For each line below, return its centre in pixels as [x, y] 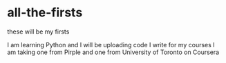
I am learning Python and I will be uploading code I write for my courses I [111, 45]
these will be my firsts [38, 32]
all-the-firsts [45, 13]
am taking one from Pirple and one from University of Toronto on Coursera [113, 52]
